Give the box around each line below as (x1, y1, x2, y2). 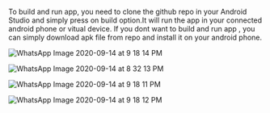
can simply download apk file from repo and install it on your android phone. (8, 32, 263, 42)
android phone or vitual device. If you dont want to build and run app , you (8, 24, 255, 33)
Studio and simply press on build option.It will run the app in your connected (8, 15, 263, 25)
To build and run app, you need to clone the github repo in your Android (8, 7, 247, 16)
